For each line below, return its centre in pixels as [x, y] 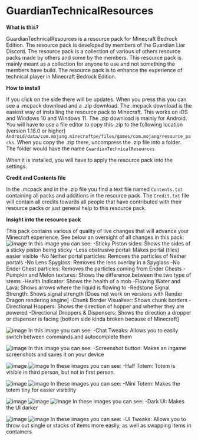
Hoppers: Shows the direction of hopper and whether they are [109, 306]
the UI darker [22, 407]
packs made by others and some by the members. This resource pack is [94, 57]
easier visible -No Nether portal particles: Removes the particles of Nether [96, 256]
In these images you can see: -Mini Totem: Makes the [115, 383]
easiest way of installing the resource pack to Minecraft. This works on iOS [97, 112]
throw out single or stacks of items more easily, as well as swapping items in [99, 425]
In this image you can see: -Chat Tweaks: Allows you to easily [103, 330]
